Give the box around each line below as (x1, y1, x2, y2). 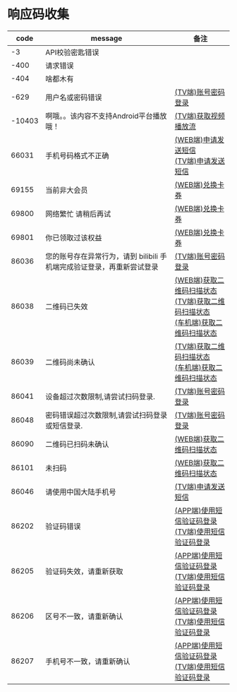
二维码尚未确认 (45, 357, 95, 367)
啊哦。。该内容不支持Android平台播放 (45, 111, 167, 121)
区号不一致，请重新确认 (45, 612, 123, 621)
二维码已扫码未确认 (45, 439, 109, 449)
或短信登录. (45, 421, 83, 431)
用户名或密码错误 (45, 93, 102, 102)
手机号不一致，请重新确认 (45, 656, 130, 666)
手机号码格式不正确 (45, 150, 109, 160)
